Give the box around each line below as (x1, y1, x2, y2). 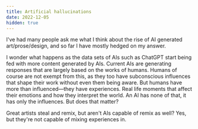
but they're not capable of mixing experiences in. (6, 116, 127, 123)
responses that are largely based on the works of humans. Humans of (6, 67, 177, 74)
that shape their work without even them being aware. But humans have (6, 79, 183, 86)
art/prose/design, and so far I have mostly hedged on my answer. (6, 42, 166, 49)
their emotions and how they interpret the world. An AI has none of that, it (6, 92, 186, 99)
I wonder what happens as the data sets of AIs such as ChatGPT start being (6, 54, 192, 61)
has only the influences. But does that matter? (6, 98, 119, 105)
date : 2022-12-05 (6, 14, 49, 20)
